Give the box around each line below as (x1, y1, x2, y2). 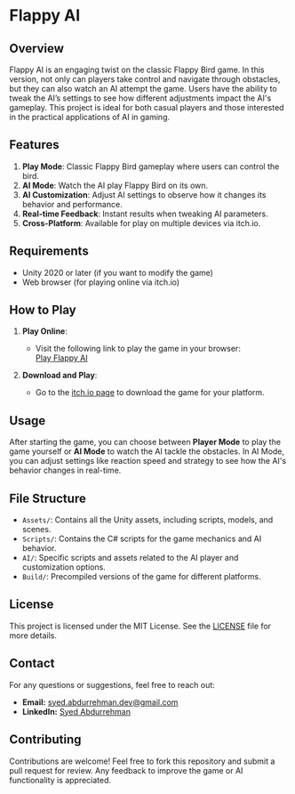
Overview (9, 41, 65, 56)
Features (9, 137, 60, 152)
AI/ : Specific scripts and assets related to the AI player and (21, 553, 239, 563)
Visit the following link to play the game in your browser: (35, 344, 242, 354)
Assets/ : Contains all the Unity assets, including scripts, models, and (21, 514, 274, 525)
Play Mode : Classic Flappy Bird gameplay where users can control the (21, 161, 280, 172)
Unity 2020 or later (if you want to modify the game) (21, 267, 213, 278)
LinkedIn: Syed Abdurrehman (21, 706, 132, 717)
